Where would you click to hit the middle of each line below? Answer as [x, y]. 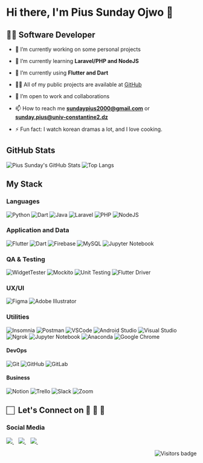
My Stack [24, 184]
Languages [23, 201]
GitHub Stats [31, 151]
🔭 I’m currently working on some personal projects [78, 49]
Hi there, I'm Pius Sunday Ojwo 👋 [90, 12]
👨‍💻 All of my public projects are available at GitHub [78, 85]
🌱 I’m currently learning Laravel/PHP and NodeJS [77, 61]
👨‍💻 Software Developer [51, 35]
